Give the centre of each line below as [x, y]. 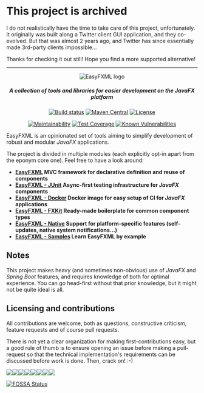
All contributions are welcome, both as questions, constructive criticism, [97, 323]
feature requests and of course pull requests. [63, 329]
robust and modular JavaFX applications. [58, 142]
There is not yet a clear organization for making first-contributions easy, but [101, 341]
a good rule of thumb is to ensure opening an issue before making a [91, 348]
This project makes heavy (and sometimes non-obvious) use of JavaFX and [101, 270]
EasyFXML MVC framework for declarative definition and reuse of [100, 172]
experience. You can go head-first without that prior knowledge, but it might [101, 283]
